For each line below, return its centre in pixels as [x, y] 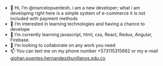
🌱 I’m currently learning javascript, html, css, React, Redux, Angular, [81, 35]
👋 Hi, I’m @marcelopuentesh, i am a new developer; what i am [75, 8]
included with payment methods [44, 18]
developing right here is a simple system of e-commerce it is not [78, 13]
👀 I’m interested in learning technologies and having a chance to [77, 24]
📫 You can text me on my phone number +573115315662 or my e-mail [84, 51]
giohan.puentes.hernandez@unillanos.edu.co [58, 58]
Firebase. [20, 40]
